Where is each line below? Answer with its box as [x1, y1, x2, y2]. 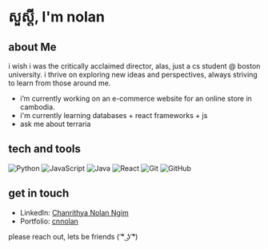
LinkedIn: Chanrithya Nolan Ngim [19, 207, 130, 217]
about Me [8, 40, 58, 53]
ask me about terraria [19, 119, 91, 128]
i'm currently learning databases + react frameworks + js [19, 111, 208, 120]
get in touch [8, 187, 70, 200]
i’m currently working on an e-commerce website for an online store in [19, 94, 252, 103]
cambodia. [19, 102, 55, 112]
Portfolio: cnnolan [19, 216, 78, 226]
